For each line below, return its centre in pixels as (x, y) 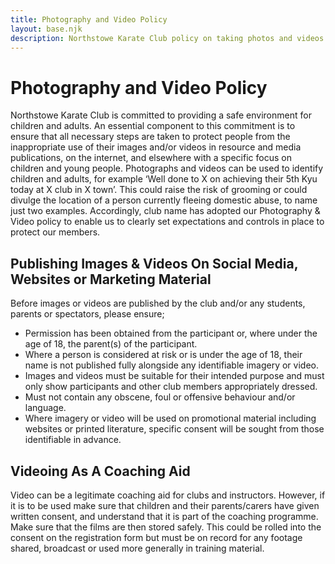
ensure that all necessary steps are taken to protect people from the (150, 137)
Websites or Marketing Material (111, 279)
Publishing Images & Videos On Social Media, (154, 263)
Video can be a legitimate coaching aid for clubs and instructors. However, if (168, 495)
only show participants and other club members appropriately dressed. (171, 387)
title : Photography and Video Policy (89, 19)
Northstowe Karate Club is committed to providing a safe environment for (161, 115)
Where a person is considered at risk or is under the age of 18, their (163, 355)
